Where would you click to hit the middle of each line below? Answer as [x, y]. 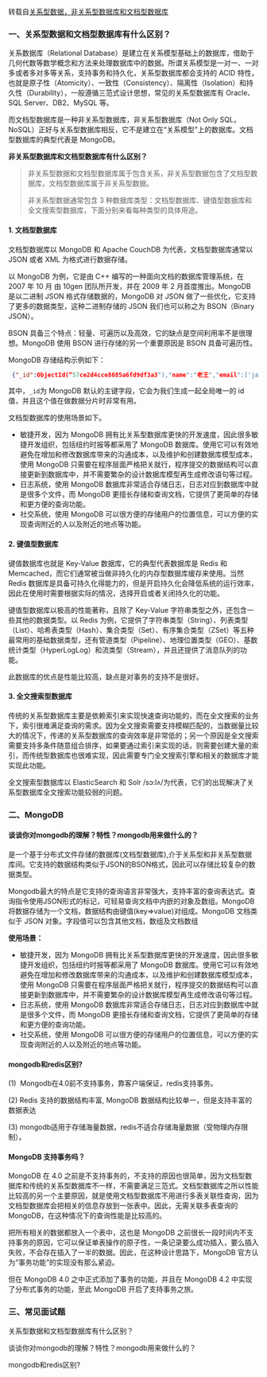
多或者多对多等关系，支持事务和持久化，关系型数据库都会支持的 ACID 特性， [133, 73]
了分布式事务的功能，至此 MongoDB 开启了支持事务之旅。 [103, 1289]
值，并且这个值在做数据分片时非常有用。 [74, 401]
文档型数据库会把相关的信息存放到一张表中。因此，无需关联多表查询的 [123, 1206]
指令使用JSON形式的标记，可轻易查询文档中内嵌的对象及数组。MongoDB [135, 901]
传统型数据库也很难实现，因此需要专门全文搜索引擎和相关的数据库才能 [144, 755]
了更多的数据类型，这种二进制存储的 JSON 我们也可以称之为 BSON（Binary [132, 306]
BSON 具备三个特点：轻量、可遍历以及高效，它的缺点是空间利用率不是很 [127, 333]
